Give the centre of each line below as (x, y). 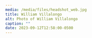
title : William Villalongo (34, 14)
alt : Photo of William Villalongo (42, 19)
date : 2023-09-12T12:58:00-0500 (39, 28)
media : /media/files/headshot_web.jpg (46, 10)
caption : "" (18, 23)
